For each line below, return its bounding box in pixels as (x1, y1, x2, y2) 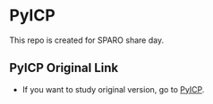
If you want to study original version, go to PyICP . (21, 84, 205, 94)
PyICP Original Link (9, 60, 119, 76)
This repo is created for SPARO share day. (9, 35, 164, 45)
